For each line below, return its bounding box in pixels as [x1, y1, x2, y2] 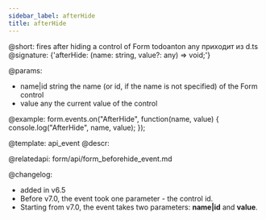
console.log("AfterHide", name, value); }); [8, 122, 146, 132]
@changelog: [8, 169, 53, 179]
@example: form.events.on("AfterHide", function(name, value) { [8, 114, 219, 123]
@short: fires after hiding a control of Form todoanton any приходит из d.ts [8, 41, 259, 51]
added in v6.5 [19, 185, 66, 194]
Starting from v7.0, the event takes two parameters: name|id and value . [19, 202, 258, 212]
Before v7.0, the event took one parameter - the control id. [19, 193, 214, 203]
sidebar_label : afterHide [8, 11, 95, 20]
